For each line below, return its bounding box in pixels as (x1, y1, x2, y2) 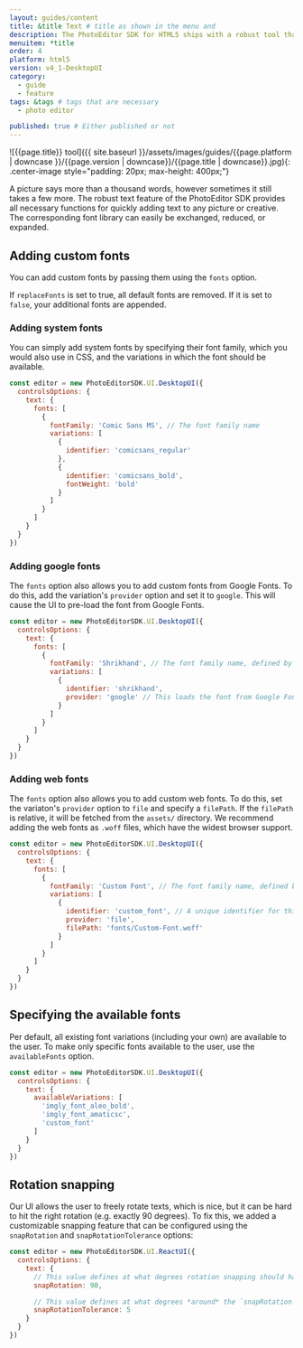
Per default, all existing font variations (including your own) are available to (9, 1031, 287, 1042)
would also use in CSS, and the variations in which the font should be (9, 351, 266, 362)
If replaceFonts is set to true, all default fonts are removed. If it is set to (9, 289, 272, 300)
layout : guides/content (9, 13, 99, 23)
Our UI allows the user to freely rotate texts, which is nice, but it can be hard (9, 1201, 292, 1212)
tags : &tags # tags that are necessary (9, 97, 160, 107)
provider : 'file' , (66, 915, 135, 924)
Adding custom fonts (9, 248, 131, 263)
